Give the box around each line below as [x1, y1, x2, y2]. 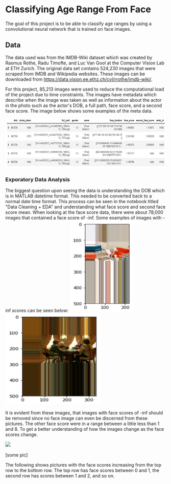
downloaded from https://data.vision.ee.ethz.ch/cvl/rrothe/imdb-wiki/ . [5, 76, 153, 82]
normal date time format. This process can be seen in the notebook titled [5, 199, 159, 205]
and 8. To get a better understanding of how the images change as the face [5, 426, 164, 432]
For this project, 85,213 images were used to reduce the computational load [5, 86, 164, 92]
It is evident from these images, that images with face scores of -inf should [5, 409, 163, 415]
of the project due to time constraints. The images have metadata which [5, 91, 157, 98]
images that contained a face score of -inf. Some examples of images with [5, 215, 162, 221]
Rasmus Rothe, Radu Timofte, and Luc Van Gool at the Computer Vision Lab [5, 60, 165, 66]
